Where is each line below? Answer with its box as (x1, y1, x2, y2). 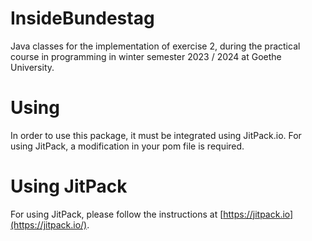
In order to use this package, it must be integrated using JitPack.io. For (10, 129, 302, 141)
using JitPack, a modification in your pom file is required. (10, 140, 245, 152)
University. (10, 61, 55, 73)
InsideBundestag (10, 7, 155, 30)
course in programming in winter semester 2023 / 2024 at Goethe (10, 50, 282, 62)
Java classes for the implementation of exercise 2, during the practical (10, 40, 301, 52)
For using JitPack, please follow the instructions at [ (10, 208, 224, 220)
